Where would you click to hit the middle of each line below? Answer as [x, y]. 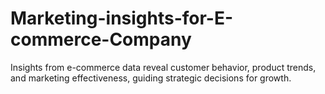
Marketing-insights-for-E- [122, 18]
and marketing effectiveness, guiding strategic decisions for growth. [151, 78]
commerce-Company [101, 39]
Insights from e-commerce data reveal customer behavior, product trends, [163, 67]
